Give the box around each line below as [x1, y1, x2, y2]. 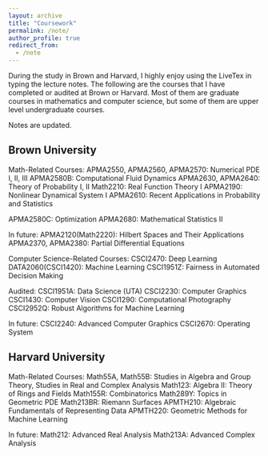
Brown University [8, 143, 98, 157]
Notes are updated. [8, 121, 72, 130]
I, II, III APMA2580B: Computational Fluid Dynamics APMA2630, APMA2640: [8, 173, 261, 182]
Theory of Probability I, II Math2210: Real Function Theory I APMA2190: [8, 182, 242, 191]
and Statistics [8, 198, 54, 208]
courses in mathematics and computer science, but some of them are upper [8, 97, 259, 106]
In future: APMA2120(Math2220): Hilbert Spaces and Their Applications [8, 230, 245, 239]
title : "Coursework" [8, 19, 78, 27]
